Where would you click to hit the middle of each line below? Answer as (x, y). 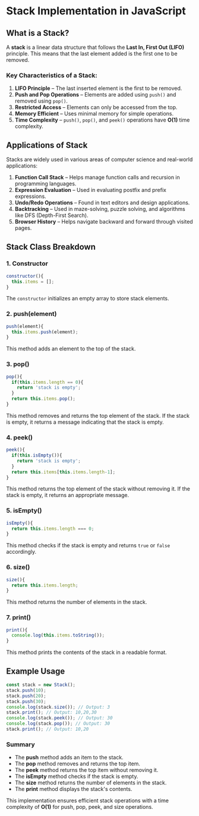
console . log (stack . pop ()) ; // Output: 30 (58, 724)
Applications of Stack (47, 145)
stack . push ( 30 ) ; (26, 702)
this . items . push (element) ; (45, 332)
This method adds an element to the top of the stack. (71, 349)
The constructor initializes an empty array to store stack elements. (88, 299)
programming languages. (45, 184)
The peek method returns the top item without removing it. (86, 770)
